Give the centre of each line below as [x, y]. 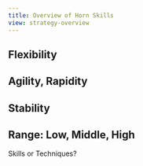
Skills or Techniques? [42, 153]
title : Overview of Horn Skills [61, 15]
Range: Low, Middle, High [71, 135]
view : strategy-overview [49, 23]
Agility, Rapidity [48, 81]
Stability [29, 108]
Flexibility [33, 55]
